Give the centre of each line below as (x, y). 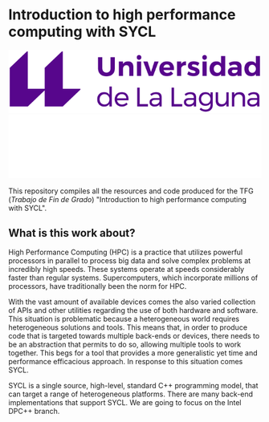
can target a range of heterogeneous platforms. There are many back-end (131, 394)
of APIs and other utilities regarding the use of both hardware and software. (133, 310)
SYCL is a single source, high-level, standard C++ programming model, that (133, 386)
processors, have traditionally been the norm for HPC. (98, 286)
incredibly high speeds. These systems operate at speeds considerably (126, 270)
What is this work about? (72, 233)
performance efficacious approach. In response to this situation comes (126, 362)
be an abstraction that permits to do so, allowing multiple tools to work (125, 345)
